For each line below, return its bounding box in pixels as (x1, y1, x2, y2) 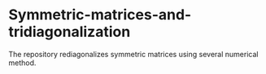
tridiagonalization (8, 23, 131, 41)
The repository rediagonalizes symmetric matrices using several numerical (8, 49, 259, 59)
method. (8, 58, 37, 68)
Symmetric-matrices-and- (8, 6, 192, 24)
